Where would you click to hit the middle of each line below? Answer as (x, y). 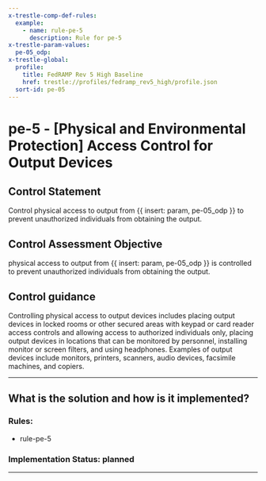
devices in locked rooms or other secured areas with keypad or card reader (131, 324)
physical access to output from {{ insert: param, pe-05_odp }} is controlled (130, 264)
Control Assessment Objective (85, 244)
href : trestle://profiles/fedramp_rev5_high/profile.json (120, 82)
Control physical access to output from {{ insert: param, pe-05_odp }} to (126, 210)
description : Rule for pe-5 (76, 38)
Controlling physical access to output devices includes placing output (122, 316)
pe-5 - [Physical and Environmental (127, 129)
